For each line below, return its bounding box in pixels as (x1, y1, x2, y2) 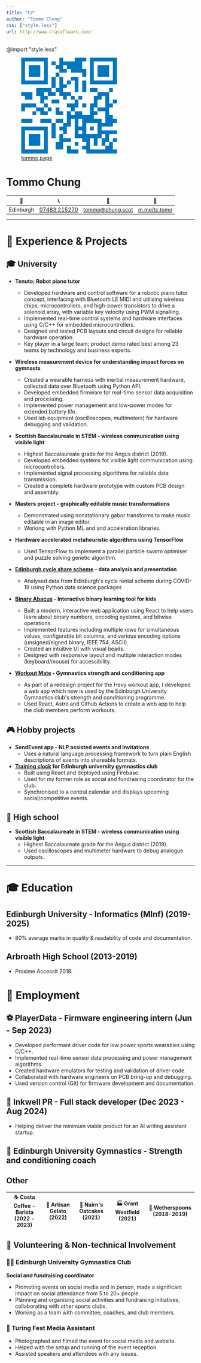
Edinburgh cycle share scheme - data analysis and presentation (14, 566, 178, 573)
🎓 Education (6, 881, 73, 895)
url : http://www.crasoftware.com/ (6, 29, 93, 35)
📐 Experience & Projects (6, 234, 127, 248)
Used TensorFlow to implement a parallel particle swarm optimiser (23, 548, 187, 555)
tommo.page (21, 155, 53, 162)
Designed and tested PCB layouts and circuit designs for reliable (23, 327, 182, 335)
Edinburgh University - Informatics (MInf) (6, 909, 164, 919)
